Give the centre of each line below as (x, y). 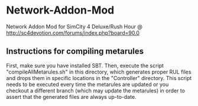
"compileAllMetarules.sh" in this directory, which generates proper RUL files (99, 72)
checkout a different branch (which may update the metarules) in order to (95, 90)
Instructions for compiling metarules (75, 52)
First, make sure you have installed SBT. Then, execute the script (85, 65)
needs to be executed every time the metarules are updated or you (87, 84)
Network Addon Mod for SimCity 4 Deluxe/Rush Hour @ (74, 26)
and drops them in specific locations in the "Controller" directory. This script (99, 78)
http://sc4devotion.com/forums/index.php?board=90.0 (73, 32)
